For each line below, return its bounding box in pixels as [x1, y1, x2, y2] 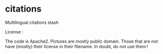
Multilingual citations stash [5, 19, 59, 25]
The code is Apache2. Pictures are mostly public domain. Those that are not [5, 38, 158, 44]
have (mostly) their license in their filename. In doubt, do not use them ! [5, 43, 148, 49]
